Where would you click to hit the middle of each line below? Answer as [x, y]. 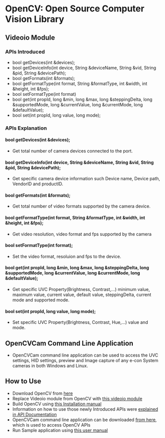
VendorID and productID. [38, 184]
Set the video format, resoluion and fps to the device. [67, 256]
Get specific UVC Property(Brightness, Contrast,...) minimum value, [81, 290]
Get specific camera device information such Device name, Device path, [86, 179]
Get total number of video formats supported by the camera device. [82, 206]
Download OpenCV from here [43, 393]
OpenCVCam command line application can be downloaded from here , [84, 420]
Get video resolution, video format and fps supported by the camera [82, 234]
